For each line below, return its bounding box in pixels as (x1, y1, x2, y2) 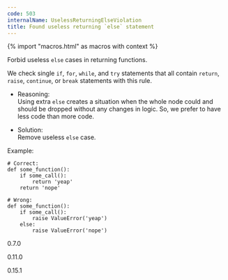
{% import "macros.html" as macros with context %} (7, 42, 158, 51)
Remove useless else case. (17, 133, 96, 141)
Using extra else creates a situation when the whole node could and (17, 98, 214, 106)
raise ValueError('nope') (32, 227, 108, 234)
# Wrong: (7, 196, 33, 204)
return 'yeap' (32, 178, 73, 185)
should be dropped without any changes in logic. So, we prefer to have (17, 105, 222, 114)
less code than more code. (17, 112, 95, 120)
